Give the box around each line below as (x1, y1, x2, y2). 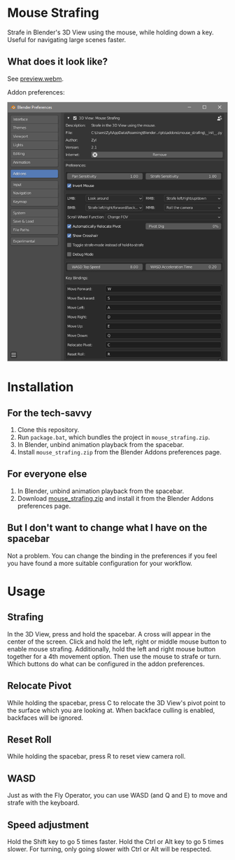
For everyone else (7, 468, 87, 480)
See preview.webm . (7, 74, 64, 83)
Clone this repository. (17, 426, 80, 434)
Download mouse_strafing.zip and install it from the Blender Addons (17, 494, 214, 502)
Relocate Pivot (7, 680, 72, 692)
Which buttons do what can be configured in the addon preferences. (7, 660, 205, 668)
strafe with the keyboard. (7, 798, 80, 807)
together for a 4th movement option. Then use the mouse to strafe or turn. (7, 652, 222, 660)
